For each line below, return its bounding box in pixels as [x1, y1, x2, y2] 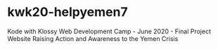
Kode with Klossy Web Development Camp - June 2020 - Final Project [7, 27, 211, 35]
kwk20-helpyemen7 [7, 4, 128, 20]
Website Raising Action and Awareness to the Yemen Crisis [7, 34, 179, 42]
